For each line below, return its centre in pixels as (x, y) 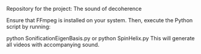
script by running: (28, 27)
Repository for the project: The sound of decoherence (74, 9)
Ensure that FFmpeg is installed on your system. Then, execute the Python (100, 20)
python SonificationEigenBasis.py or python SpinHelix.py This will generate (100, 38)
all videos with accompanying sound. (53, 45)
